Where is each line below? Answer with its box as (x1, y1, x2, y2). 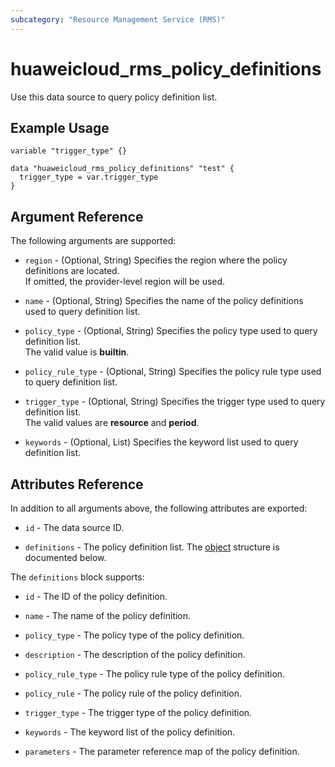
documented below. (24, 552, 107, 563)
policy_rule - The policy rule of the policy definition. (24, 687, 242, 699)
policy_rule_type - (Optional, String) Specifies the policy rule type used (24, 366, 322, 378)
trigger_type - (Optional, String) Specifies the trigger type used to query (24, 396, 326, 408)
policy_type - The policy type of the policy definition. (24, 629, 245, 641)
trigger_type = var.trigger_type (19, 172, 159, 183)
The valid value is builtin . (24, 346, 130, 358)
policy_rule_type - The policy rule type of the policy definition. (24, 668, 286, 680)
